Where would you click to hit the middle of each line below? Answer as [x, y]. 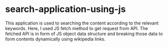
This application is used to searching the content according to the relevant [82, 23]
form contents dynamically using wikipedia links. [55, 39]
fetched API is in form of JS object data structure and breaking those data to [84, 33]
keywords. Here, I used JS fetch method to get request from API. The [76, 28]
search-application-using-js [66, 9]
